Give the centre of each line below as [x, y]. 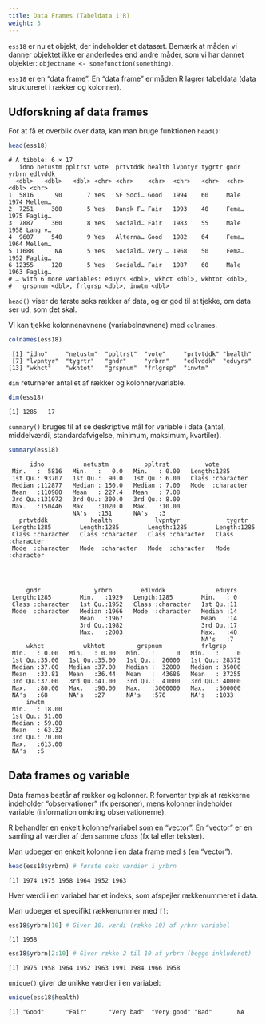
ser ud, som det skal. [43, 309]
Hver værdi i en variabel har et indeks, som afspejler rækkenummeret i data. [133, 895]
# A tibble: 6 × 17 [41, 161]
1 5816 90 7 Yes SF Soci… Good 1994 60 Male [125, 195]
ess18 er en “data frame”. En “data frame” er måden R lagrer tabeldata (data [132, 78]
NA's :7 [217, 639]
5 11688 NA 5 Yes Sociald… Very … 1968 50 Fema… [127, 251]
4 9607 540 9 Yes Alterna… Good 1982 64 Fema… [127, 237]
